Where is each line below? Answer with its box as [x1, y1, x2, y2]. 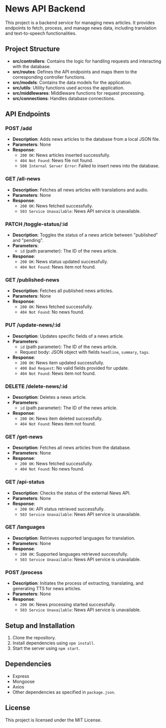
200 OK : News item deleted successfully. [19, 415, 103, 421]
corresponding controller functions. [12, 74, 86, 80]
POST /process [5, 569, 43, 576]
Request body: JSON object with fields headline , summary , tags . [19, 349, 150, 355]
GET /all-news [5, 175, 41, 182]
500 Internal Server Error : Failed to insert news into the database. [19, 163, 160, 169]
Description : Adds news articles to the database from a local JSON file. [12, 136, 160, 142]
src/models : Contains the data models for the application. [12, 79, 132, 85]
